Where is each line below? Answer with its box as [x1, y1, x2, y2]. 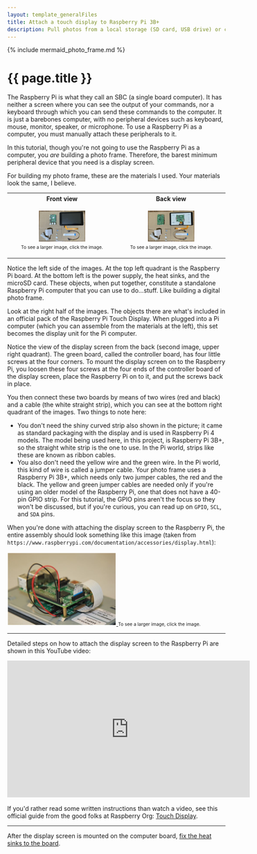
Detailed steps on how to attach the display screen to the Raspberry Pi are [7, 639, 220, 648]
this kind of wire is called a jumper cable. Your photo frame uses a [17, 466, 206, 474]
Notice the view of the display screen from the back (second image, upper [7, 343, 220, 351]
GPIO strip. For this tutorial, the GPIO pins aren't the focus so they [27, 495, 216, 503]
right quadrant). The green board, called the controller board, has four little [7, 350, 221, 358]
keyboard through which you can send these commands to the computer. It [7, 108, 222, 116]
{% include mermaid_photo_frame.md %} [7, 46, 126, 54]
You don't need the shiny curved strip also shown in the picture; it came [17, 421, 223, 429]
